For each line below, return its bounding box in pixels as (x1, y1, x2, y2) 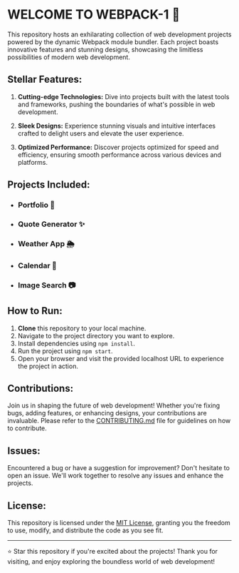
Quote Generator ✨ (17, 219, 85, 229)
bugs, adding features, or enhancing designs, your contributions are (7, 409, 208, 417)
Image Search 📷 (17, 280, 76, 290)
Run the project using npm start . (17, 346, 113, 355)
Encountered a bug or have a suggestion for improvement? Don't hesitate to (7, 464, 230, 472)
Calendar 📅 (17, 260, 57, 270)
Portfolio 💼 (17, 200, 55, 210)
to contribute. (7, 424, 48, 432)
